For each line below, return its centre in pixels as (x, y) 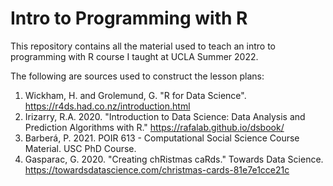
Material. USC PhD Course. (80, 148)
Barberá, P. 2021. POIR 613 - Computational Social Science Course (162, 138)
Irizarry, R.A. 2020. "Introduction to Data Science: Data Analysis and (165, 116)
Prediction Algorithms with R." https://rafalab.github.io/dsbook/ (154, 127)
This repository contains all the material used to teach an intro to (143, 46)
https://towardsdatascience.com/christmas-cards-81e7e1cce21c (157, 169)
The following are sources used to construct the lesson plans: (137, 76)
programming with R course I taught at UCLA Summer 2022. (134, 56)
